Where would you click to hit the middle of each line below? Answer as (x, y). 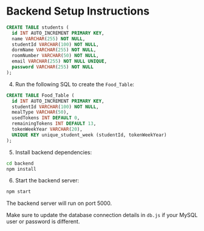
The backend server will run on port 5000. (59, 203)
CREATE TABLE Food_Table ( (40, 95)
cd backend (20, 163)
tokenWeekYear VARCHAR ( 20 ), (47, 129)
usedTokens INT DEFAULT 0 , (46, 118)
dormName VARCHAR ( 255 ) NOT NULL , (54, 50)
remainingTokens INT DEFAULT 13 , (54, 124)
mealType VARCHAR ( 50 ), (40, 112)
